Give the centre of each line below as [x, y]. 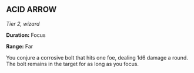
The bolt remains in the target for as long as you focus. [73, 64]
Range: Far [20, 46]
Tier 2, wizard [23, 23]
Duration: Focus [26, 35]
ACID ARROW [31, 10]
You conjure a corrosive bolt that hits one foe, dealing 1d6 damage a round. [97, 57]
